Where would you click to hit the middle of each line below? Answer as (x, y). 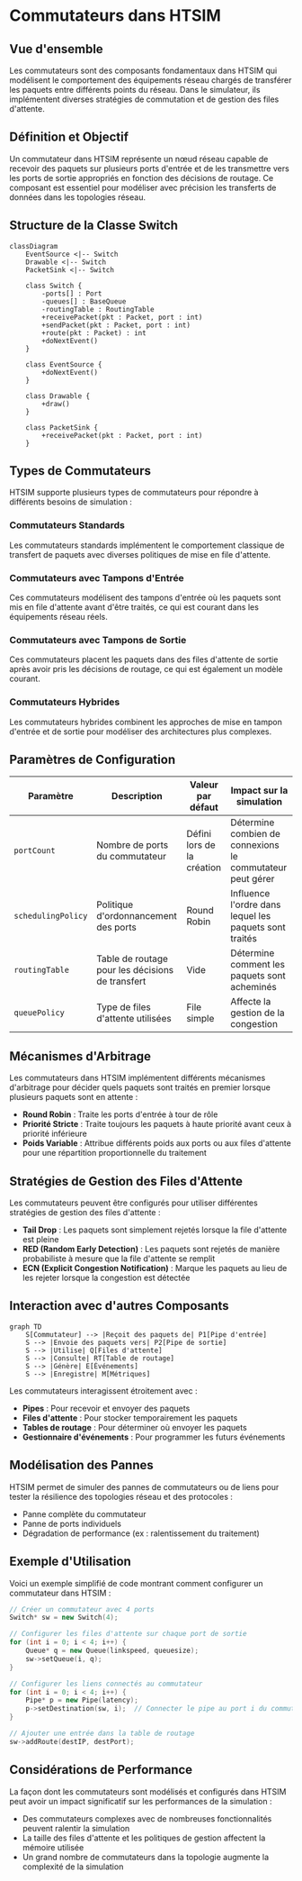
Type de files (123, 1007)
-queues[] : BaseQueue (84, 301)
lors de (201, 845)
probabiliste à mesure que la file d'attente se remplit (119, 1259)
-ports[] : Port (72, 294)
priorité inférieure (54, 1134)
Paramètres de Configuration (93, 760)
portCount (35, 851)
